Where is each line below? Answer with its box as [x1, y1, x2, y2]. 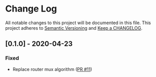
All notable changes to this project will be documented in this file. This [5, 20, 151, 26]
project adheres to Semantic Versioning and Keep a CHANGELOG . [5, 25, 143, 31]
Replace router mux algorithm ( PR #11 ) [12, 66, 92, 72]
